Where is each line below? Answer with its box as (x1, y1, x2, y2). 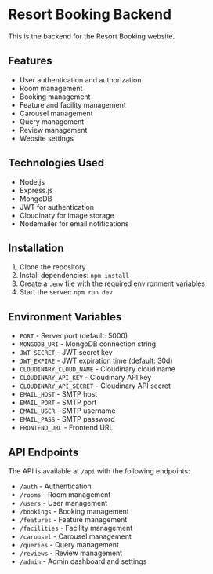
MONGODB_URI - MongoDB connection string (19, 339, 157, 349)
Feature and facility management (19, 100, 127, 109)
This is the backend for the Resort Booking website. (8, 31, 175, 41)
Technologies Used (8, 156, 104, 170)
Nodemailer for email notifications (19, 218, 129, 229)
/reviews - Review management (19, 548, 123, 558)
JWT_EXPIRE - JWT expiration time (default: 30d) (19, 356, 174, 366)
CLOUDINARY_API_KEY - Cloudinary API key (19, 373, 152, 382)
